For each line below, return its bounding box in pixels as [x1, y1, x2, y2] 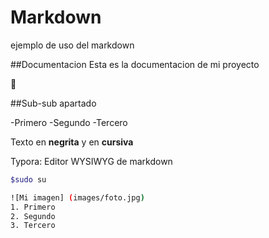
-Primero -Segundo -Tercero [10, 116, 128, 128]
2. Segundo [10, 211, 56, 221]
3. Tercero [10, 221, 56, 231]
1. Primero [10, 202, 56, 212]
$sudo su [10, 174, 47, 185]
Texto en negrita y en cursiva [10, 136, 134, 148]
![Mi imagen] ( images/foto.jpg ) [10, 192, 145, 203]
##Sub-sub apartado [10, 97, 97, 109]
